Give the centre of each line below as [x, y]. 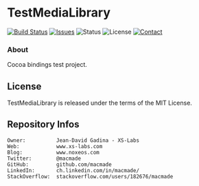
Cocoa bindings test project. [47, 65]
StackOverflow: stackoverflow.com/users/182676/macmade [90, 176]
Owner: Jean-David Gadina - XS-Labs [73, 140]
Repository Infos [43, 124]
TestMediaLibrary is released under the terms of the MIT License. [99, 103]
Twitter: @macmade [44, 158]
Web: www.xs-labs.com [55, 146]
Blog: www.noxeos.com [53, 152]
